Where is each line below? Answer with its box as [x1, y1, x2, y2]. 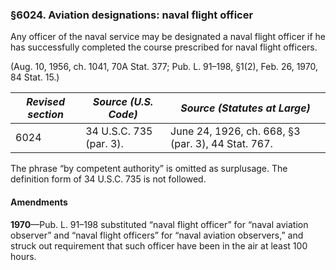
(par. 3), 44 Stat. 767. [170, 137, 273, 151]
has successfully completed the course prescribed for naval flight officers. [10, 41, 318, 53]
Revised [26, 95, 66, 109]
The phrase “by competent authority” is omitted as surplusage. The [10, 163, 288, 175]
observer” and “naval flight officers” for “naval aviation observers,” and [10, 229, 304, 241]
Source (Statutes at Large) [180, 101, 311, 115]
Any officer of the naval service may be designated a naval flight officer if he [10, 31, 327, 43]
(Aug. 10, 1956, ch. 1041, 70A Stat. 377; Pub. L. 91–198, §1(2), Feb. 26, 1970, [10, 61, 318, 73]
